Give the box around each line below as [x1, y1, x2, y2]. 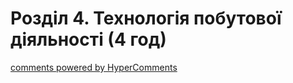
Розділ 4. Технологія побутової [10, 7, 282, 30]
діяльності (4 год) [10, 28, 167, 51]
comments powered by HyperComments [10, 61, 178, 73]
